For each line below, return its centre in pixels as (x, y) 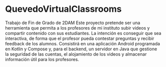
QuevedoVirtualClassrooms (63, 9)
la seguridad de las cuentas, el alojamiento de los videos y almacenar (76, 54)
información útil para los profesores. (42, 59)
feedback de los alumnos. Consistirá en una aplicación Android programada (83, 43)
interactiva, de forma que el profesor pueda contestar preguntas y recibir (80, 38)
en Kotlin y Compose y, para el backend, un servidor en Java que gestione (81, 49)
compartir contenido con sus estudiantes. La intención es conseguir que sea (83, 33)
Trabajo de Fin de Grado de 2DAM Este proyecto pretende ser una (73, 23)
